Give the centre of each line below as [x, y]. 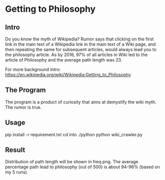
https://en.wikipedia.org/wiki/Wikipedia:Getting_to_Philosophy [68, 75]
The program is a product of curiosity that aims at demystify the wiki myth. [81, 102]
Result [15, 150]
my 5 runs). [17, 172]
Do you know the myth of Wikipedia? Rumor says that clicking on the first [80, 39]
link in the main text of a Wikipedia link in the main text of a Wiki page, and [81, 44]
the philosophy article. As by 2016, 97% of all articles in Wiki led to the [76, 55]
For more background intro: [33, 69]
